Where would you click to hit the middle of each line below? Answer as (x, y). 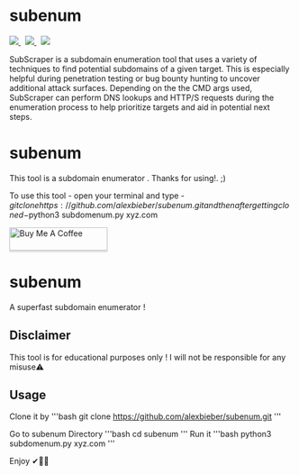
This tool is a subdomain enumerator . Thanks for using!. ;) (118, 178)
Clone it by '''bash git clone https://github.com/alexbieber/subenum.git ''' (145, 416)
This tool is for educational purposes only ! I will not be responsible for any (148, 357)
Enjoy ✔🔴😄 (29, 461)
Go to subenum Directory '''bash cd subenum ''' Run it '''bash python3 (140, 434)
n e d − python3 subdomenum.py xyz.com (84, 215)
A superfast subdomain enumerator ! (77, 306)
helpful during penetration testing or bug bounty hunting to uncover (135, 78)
